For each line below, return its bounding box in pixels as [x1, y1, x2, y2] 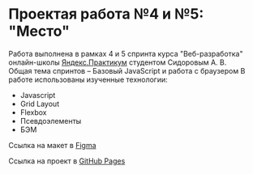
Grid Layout [19, 99, 59, 108]
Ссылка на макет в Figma [8, 140, 96, 150]
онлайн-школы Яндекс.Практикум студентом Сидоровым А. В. [8, 57, 227, 67]
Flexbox [19, 107, 47, 117]
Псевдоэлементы [19, 116, 82, 125]
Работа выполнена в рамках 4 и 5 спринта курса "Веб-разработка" [8, 49, 243, 58]
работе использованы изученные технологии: [8, 74, 168, 84]
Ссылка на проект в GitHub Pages [8, 155, 126, 166]
